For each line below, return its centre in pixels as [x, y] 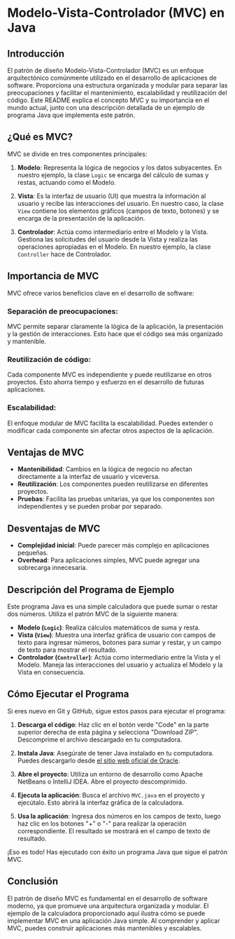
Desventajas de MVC [54, 528]
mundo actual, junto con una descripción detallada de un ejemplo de [106, 107]
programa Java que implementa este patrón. [71, 115]
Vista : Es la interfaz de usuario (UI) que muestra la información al [112, 196]
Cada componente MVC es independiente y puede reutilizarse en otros [109, 375]
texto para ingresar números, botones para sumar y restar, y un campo [119, 642]
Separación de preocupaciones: [63, 311]
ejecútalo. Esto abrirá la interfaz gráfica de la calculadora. [100, 802]
